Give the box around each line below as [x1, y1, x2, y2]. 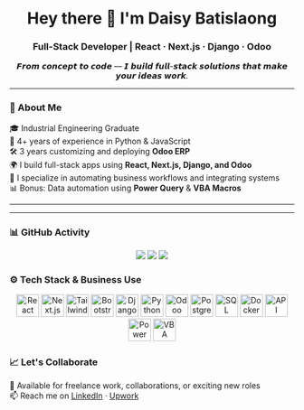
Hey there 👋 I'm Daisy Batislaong [26, 8, 278, 29]
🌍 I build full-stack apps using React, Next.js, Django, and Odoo [9, 159, 252, 170]
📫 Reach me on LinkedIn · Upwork [9, 390, 139, 401]
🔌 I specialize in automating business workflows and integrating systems [9, 172, 280, 183]
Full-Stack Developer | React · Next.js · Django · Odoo [33, 41, 271, 53]
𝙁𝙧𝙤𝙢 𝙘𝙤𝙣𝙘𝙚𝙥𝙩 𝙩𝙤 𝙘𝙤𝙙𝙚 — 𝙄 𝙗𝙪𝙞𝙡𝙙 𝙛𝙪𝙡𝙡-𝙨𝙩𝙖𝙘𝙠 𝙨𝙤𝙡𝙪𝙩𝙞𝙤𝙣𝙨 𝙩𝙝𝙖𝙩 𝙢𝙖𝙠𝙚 [16, 61, 288, 71]
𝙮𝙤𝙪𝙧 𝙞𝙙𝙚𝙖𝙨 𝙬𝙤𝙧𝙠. [115, 70, 189, 81]
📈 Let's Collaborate [9, 356, 99, 368]
